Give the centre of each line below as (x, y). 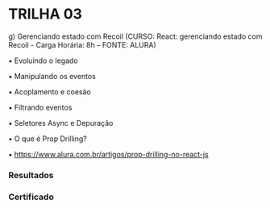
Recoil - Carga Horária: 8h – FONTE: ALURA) (83, 44)
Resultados (31, 175)
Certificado (31, 197)
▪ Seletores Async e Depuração (61, 123)
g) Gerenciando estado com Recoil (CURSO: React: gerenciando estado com (135, 36)
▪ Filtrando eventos (40, 107)
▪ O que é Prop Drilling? (48, 139)
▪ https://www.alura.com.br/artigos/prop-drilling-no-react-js (108, 154)
